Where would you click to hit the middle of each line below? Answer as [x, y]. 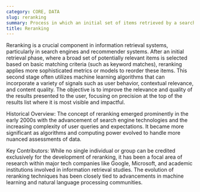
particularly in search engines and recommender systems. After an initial [95, 52]
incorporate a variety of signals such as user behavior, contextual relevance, [100, 83]
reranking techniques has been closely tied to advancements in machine [95, 176]
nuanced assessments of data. [44, 139]
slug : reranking [26, 17]
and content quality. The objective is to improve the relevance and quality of [99, 89]
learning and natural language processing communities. [74, 182]
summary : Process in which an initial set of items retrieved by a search [101, 23]
